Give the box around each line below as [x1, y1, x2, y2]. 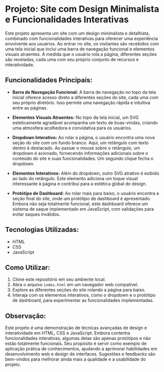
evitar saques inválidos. [12, 211, 61, 217]
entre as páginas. [12, 105, 48, 111]
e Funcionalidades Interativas [5, 14, 129, 25]
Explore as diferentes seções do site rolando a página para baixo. [12, 287, 146, 293]
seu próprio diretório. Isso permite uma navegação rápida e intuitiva [12, 100, 151, 106]
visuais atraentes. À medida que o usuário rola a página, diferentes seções [5, 51, 157, 57]
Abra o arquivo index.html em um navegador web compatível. [12, 282, 139, 288]
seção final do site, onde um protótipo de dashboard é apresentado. [12, 195, 151, 201]
